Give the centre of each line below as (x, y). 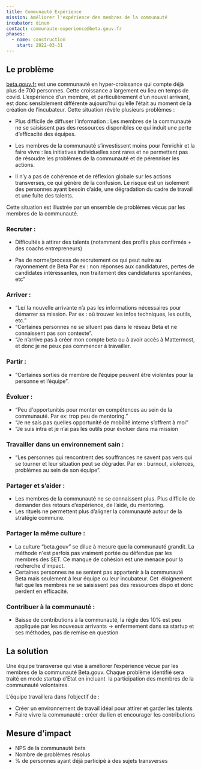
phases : (16, 34)
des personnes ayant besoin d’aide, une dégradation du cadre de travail (104, 189)
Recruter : (21, 229)
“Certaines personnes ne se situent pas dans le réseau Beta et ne (96, 327)
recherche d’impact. (40, 565)
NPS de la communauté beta (50, 748)
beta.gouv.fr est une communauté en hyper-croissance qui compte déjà (95, 84)
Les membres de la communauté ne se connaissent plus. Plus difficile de (105, 499)
